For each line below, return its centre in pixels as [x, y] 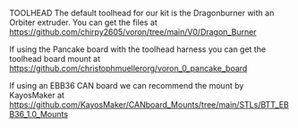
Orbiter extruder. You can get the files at [84, 22]
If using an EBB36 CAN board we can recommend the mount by [127, 85]
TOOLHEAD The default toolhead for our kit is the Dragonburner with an [142, 13]
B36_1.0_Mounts [39, 114]
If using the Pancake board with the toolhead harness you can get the [138, 49]
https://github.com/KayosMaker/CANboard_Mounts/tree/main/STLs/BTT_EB [149, 105]
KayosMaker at [37, 95]
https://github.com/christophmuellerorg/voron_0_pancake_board [128, 68]
